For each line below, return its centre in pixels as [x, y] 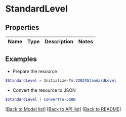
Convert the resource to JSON [44, 90]
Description [59, 42]
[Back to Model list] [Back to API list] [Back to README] [63, 109]
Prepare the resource [35, 71]
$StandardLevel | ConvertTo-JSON [40, 99]
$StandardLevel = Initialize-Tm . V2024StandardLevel [61, 80]
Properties [22, 27]
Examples [21, 59]
